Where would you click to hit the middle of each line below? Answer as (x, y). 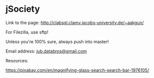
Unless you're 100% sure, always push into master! (57, 41)
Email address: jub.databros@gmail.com (46, 51)
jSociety (23, 9)
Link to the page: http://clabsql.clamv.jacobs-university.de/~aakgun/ (75, 23)
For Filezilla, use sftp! (27, 32)
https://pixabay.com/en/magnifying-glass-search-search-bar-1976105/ (77, 70)
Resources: (17, 60)
